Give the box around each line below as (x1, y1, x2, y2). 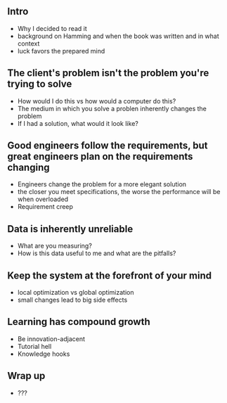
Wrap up (7, 370, 46, 382)
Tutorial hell (17, 342, 52, 350)
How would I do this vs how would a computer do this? (17, 96, 176, 105)
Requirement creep (17, 203, 74, 211)
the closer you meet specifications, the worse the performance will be (17, 188, 221, 196)
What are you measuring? (17, 242, 93, 250)
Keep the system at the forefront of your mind (7, 269, 212, 281)
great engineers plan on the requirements (7, 151, 193, 162)
